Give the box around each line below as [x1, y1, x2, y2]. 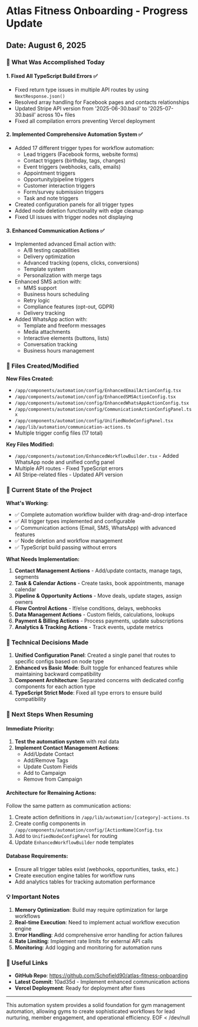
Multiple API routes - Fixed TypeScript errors [14, 465, 124, 472]
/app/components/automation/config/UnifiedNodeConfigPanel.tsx [14, 418, 174, 424]
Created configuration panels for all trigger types [14, 201, 134, 208]
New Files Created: [6, 375, 54, 382]
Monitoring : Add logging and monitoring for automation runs [14, 944, 163, 951]
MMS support [23, 285, 57, 292]
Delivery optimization [23, 253, 75, 260]
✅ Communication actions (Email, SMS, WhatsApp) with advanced [14, 524, 176, 531]
